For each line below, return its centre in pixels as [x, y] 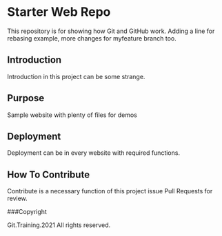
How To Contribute [49, 174]
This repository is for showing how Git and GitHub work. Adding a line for [111, 31]
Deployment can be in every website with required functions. [94, 153]
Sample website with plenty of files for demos [72, 115]
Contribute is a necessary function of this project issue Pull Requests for [110, 191]
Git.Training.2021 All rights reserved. [59, 225]
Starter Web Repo [59, 12]
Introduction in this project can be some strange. [76, 76]
